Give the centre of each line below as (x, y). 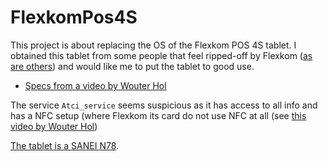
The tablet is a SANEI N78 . (65, 145)
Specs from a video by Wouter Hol (95, 85)
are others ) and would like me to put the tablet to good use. (132, 66)
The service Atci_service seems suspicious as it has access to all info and (164, 105)
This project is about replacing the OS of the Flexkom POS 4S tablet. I (153, 45)
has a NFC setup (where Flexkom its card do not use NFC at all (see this (158, 115)
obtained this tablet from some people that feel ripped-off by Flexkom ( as (161, 55)
